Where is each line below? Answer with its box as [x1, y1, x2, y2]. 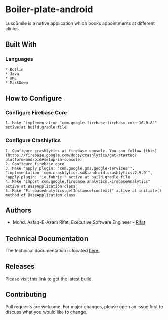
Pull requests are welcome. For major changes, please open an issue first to [5, 303, 163, 309]
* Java [5, 71, 19, 76]
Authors [5, 206, 32, 214]
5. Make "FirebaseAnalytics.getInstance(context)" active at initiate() [5, 188, 162, 193]
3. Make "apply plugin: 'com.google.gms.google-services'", [5, 166, 135, 171]
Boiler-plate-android [5, 4, 93, 15]
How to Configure [5, 94, 62, 103]
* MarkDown [5, 80, 28, 85]
